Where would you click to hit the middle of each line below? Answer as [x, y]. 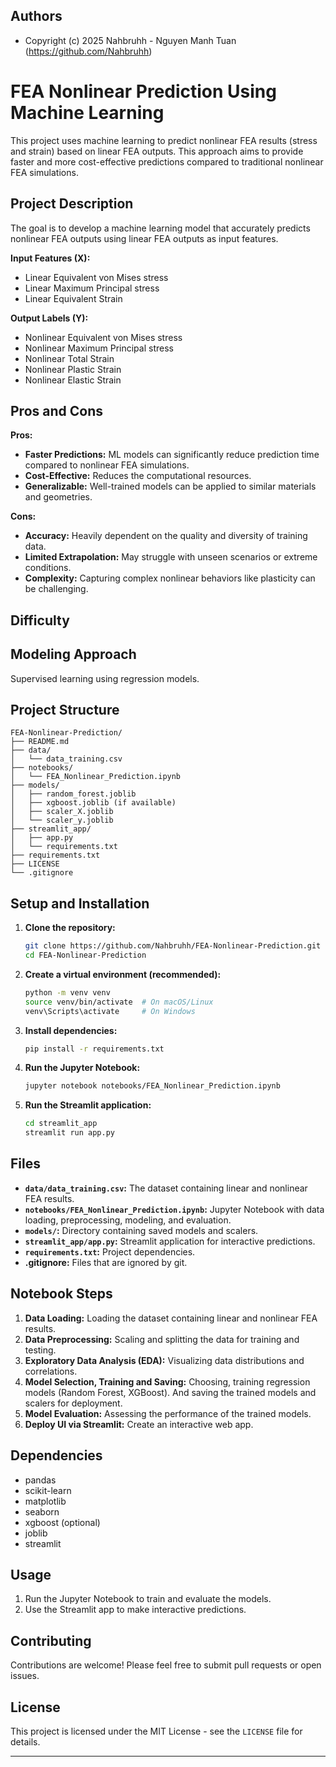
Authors [36, 16]
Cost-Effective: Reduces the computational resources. [138, 476]
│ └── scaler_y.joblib [62, 820]
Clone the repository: [70, 928]
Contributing [51, 1640]
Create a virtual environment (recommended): [123, 974]
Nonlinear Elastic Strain [73, 380]
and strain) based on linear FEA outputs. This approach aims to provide [157, 151]
